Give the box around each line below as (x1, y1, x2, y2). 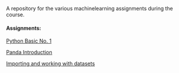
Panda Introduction (6, 49, 52, 56)
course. (6, 11, 25, 18)
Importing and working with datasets (6, 60, 95, 67)
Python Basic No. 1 (6, 37, 52, 44)
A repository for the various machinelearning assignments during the (6, 5, 174, 12)
